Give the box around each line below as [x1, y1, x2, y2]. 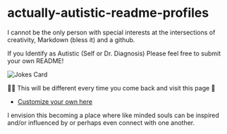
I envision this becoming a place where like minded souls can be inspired [7, 111, 220, 119]
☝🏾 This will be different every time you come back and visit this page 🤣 [7, 83, 216, 92]
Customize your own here [17, 97, 93, 106]
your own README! [7, 56, 64, 65]
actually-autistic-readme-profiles [7, 5, 209, 21]
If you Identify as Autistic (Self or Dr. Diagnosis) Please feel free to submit [7, 49, 221, 58]
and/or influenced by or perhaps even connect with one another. [7, 118, 195, 127]
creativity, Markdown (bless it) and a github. [7, 35, 135, 43]
